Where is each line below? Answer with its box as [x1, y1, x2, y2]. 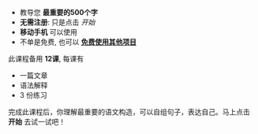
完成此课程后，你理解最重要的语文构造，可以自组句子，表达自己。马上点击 [8, 107, 250, 117]
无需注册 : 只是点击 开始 [19, 17, 95, 27]
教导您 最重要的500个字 [19, 8, 99, 17]
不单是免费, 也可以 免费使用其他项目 [19, 37, 136, 47]
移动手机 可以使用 [19, 28, 77, 36]
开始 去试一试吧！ [8, 117, 65, 126]
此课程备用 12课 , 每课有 [8, 54, 84, 63]
